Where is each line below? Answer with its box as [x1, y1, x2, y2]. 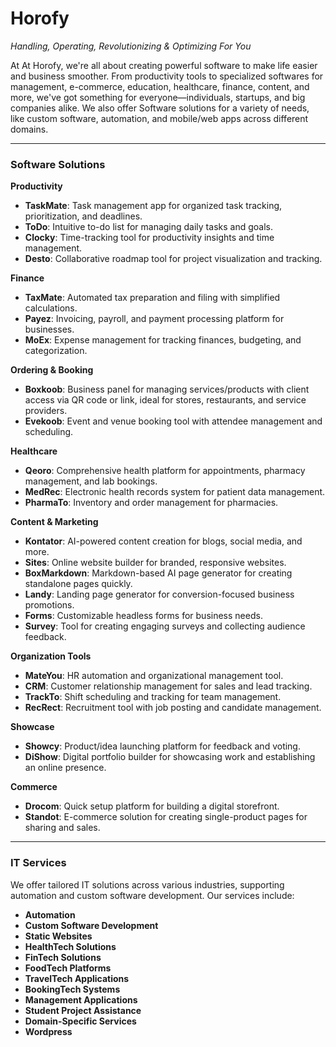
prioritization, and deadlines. [24, 210, 143, 222]
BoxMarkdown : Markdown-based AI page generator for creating [24, 567, 293, 579]
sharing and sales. [24, 822, 101, 834]
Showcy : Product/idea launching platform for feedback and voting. [24, 740, 301, 752]
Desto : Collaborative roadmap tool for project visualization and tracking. [24, 253, 323, 265]
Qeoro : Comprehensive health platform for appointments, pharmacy [24, 465, 306, 477]
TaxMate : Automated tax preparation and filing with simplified [24, 292, 281, 304]
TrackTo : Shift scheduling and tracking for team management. [24, 691, 282, 703]
